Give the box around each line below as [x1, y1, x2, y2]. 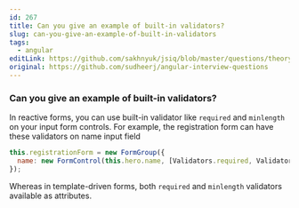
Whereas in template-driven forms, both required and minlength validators [9, 180, 283, 191]
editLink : [9, 54, 46, 63]
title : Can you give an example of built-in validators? [9, 21, 225, 30]
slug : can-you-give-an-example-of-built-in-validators [9, 29, 217, 38]
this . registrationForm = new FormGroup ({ [9, 148, 166, 157]
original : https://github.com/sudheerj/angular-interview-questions [9, 63, 269, 72]
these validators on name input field [9, 131, 141, 142]
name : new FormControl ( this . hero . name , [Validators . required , [17, 156, 253, 165]
